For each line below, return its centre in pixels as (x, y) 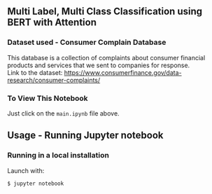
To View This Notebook (48, 98)
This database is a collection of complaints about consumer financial (106, 57)
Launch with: (26, 170)
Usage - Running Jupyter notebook (85, 136)
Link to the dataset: (35, 72)
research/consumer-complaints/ (54, 80)
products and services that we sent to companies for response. (99, 65)
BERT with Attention (52, 23)
